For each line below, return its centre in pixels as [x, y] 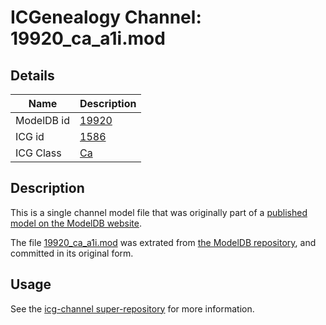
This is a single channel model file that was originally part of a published [159, 212]
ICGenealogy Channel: [106, 17]
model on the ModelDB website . [76, 223]
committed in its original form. [72, 253]
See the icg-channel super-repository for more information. [132, 308]
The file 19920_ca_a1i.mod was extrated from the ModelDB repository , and [163, 242]
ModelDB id [43, 120]
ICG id [30, 136]
